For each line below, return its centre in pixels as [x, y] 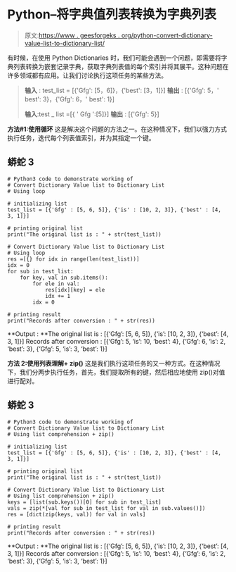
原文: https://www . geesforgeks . [72, 35]
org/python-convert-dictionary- [167, 35]
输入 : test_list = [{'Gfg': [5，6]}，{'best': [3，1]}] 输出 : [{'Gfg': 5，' [122, 90]
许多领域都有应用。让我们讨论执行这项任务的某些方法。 [87, 75]
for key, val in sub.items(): [64, 278]
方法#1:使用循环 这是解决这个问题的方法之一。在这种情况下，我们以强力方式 [117, 129]
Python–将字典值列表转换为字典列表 [112, 14]
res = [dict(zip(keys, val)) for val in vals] [77, 514]
